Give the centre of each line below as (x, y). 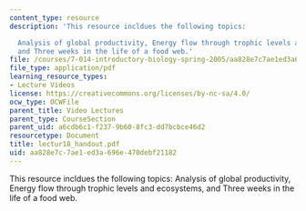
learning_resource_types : (58, 77)
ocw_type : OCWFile (44, 102)
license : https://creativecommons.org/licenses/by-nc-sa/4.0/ (130, 93)
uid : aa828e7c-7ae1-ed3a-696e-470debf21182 (93, 153)
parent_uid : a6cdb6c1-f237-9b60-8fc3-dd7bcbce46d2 (107, 127)
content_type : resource (55, 18)
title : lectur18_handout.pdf (65, 145)
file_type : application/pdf (63, 68)
